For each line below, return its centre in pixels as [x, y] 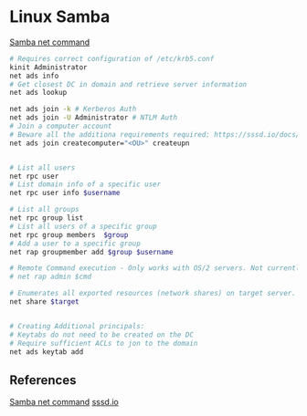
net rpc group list [47, 218]
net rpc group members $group [69, 234]
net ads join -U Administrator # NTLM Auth [94, 118]
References [43, 380]
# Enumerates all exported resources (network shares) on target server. [153, 294]
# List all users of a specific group [83, 226]
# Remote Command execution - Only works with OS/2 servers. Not [136, 268]
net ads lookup [38, 93]
